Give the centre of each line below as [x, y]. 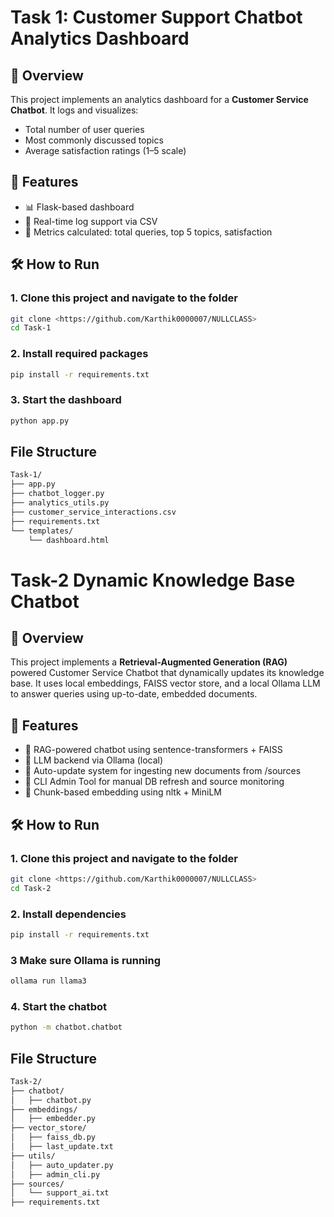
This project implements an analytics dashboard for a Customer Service [159, 99]
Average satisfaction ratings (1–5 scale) [105, 150]
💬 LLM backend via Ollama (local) [94, 760]
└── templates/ [42, 531]
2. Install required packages [79, 354]
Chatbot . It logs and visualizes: [74, 110]
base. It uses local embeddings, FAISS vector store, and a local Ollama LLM [165, 683]
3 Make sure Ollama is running [86, 960]
